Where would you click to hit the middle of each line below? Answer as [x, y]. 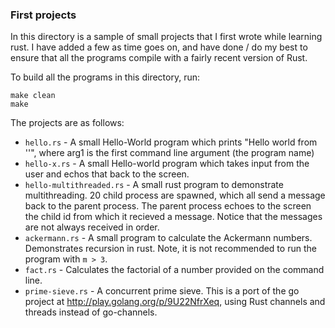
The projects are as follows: [67, 123]
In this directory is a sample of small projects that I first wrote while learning [166, 37]
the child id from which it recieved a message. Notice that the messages [173, 217]
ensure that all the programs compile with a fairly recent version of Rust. [159, 58]
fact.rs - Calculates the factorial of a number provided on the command [174, 270]
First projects [43, 15]
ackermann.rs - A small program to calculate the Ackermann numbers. [168, 238]
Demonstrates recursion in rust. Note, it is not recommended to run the [170, 249]
